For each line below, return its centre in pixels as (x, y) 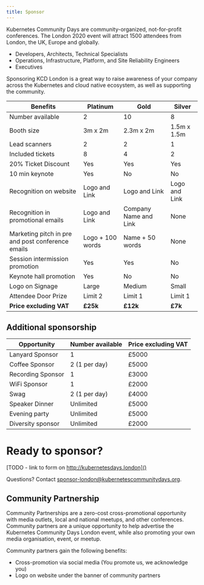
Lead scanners (31, 144)
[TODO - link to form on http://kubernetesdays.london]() (76, 468)
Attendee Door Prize (38, 296)
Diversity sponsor (34, 424)
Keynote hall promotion (42, 276)
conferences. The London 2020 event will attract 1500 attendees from (94, 36)
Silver (182, 106)
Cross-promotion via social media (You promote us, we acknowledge (101, 563)
